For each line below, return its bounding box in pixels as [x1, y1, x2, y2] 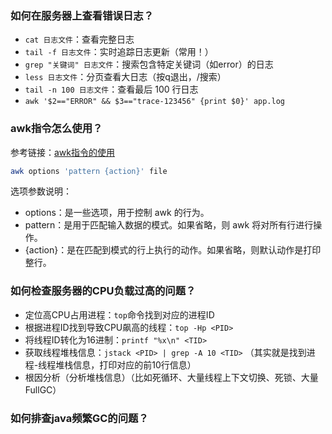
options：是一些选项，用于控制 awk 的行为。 [24, 207, 210, 219]
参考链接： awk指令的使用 [10, 146, 116, 158]
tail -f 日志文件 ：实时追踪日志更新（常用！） [24, 46, 214, 58]
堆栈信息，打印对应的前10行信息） [55, 358, 197, 371]
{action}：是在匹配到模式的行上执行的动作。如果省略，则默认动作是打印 [24, 244, 322, 256]
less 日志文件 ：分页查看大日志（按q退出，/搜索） [24, 71, 227, 83]
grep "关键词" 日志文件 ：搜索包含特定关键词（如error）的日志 [24, 58, 274, 71]
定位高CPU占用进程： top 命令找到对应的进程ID [24, 308, 215, 321]
